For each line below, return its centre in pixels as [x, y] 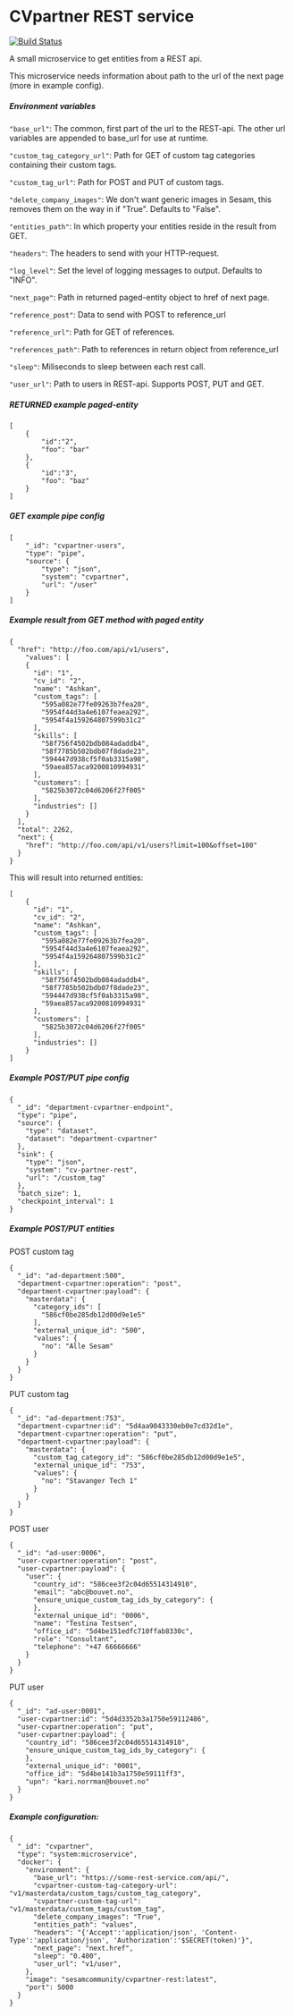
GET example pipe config [57, 516]
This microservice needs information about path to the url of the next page [147, 76]
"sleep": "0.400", [67, 1956]
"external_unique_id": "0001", [84, 1766]
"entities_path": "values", [85, 1925]
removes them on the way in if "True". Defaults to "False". [115, 208]
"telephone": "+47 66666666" [87, 1647]
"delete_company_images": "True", [97, 1917]
